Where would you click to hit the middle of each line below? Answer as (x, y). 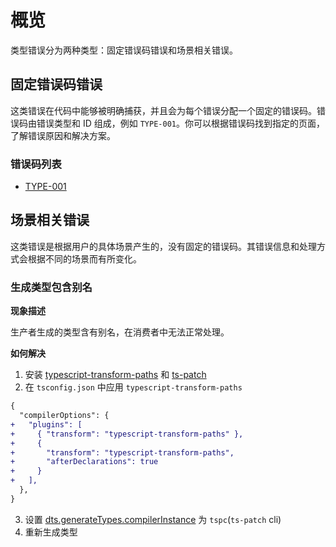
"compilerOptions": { (64, 416)
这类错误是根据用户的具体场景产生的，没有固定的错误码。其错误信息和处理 (163, 246)
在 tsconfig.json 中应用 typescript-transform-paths (133, 387)
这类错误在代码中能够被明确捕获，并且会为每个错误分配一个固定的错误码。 (163, 110)
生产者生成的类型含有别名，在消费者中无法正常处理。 (120, 332)
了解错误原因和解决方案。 (63, 135)
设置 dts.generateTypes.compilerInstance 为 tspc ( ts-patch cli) (153, 519)
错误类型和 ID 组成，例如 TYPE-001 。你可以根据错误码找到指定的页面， (180, 123)
